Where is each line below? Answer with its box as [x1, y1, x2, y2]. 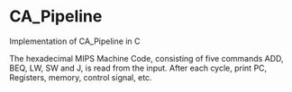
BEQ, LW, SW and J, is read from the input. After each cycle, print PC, [9, 63, 268, 73]
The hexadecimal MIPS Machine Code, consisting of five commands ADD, [9, 53, 284, 63]
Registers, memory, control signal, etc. [9, 71, 152, 82]
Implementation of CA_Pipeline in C [9, 36, 141, 46]
